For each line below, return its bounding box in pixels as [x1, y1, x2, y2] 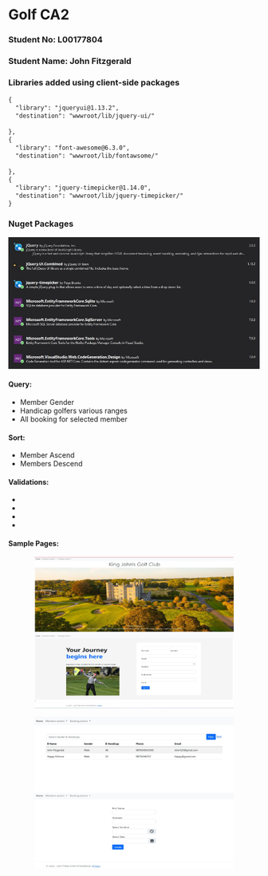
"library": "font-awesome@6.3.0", [15, 144, 130, 153]
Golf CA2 [8, 6, 70, 24]
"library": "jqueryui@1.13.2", [15, 104, 120, 113]
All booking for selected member [19, 414, 128, 424]
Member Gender [19, 398, 74, 406]
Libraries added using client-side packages [8, 77, 180, 88]
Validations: [8, 477, 49, 486]
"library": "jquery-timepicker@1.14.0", [15, 184, 152, 192]
